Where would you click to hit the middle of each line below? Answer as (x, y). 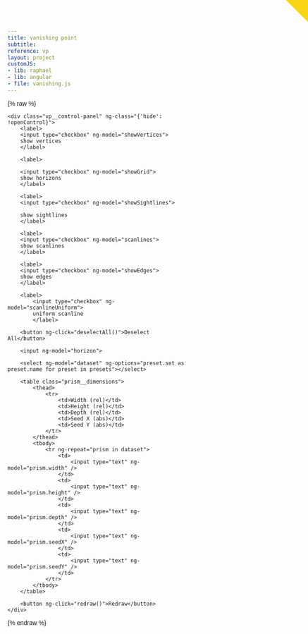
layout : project (31, 57)
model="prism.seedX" (38, 542)
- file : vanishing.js (39, 84)
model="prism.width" (38, 468)
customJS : (22, 64)
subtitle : (22, 44)
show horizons (41, 178)
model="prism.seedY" (38, 567)
